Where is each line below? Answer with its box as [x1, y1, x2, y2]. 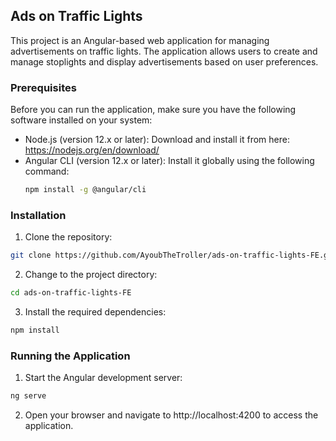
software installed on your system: [10, 114, 153, 126]
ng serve [10, 391, 47, 401]
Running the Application [10, 349, 131, 363]
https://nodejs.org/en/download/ [24, 144, 160, 156]
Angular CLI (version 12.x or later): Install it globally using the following [24, 155, 315, 167]
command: [24, 165, 70, 178]
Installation [10, 208, 67, 222]
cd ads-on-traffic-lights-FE [10, 288, 132, 298]
